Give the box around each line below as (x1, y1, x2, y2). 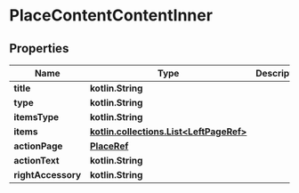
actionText (13, 155, 60, 166)
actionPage (13, 140, 63, 152)
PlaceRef (89, 140, 129, 152)
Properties (9, 41, 69, 56)
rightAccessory (13, 169, 82, 181)
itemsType (13, 111, 60, 123)
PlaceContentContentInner (9, 5, 214, 26)
